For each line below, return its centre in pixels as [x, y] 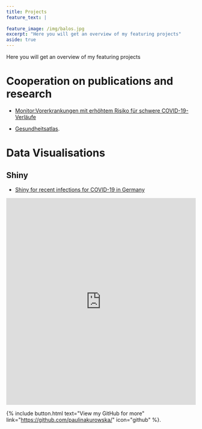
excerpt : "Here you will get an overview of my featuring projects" [94, 34]
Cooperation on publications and [90, 81]
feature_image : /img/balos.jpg [45, 29]
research [29, 94]
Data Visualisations [56, 153]
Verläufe [25, 117]
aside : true [21, 40]
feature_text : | [26, 17]
